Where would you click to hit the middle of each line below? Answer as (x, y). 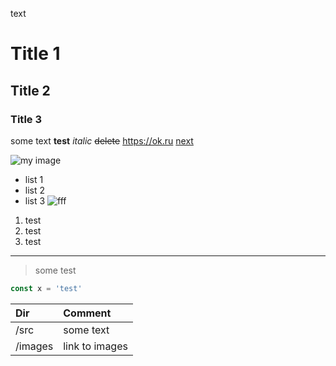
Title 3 (26, 119)
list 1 (34, 179)
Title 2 (30, 90)
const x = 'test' (46, 288)
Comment (87, 313)
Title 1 (35, 54)
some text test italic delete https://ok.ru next (102, 140)
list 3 (35, 200)
